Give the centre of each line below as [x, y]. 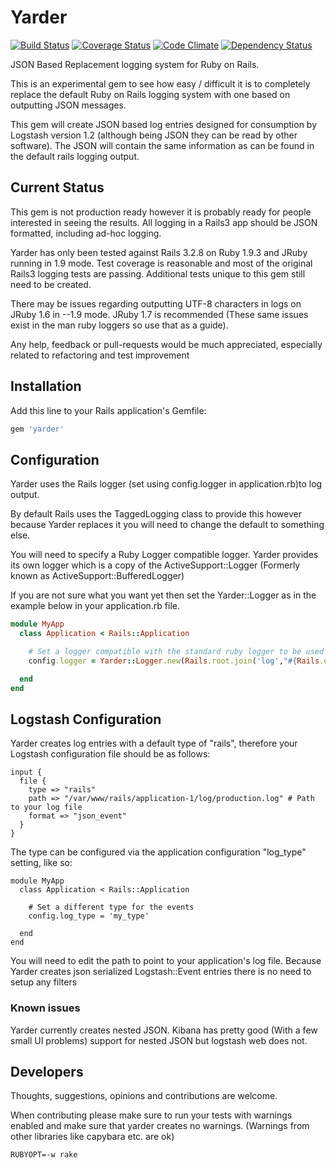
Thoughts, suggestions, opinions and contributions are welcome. [144, 1096]
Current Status [57, 187]
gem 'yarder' [37, 429]
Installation [46, 386]
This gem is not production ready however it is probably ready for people [161, 212]
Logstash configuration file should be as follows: [110, 754]
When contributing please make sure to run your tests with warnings [151, 1115]
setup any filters [44, 982]
